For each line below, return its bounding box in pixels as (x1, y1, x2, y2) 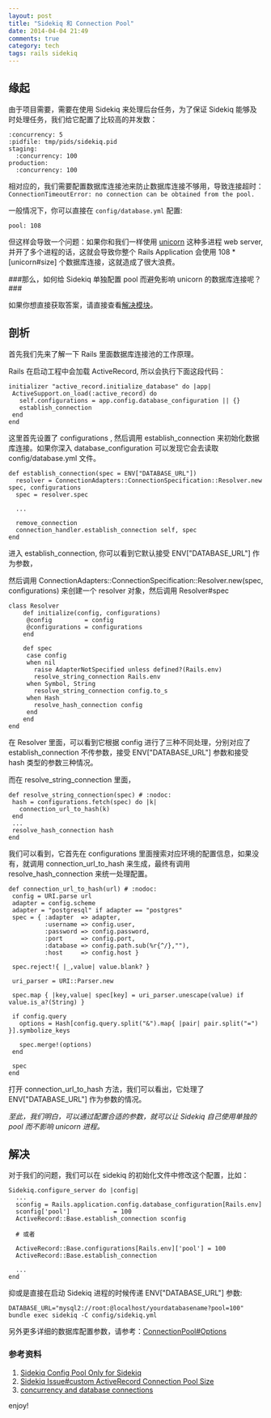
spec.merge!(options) (19, 1040, 92, 1048)
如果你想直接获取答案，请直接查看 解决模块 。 (8, 300, 158, 310)
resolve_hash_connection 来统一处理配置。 (8, 869, 152, 878)
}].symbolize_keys (8, 1026, 70, 1035)
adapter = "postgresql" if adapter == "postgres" (11, 906, 183, 914)
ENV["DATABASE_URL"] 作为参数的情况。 (8, 1094, 146, 1104)
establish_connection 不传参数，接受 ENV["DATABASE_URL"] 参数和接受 (8, 747, 249, 757)
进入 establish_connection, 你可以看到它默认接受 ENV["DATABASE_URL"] (8, 548, 251, 558)
